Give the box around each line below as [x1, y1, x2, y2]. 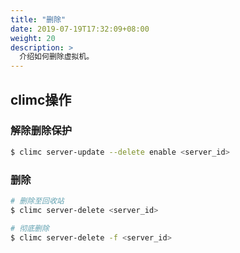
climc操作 [10, 91, 72, 108]
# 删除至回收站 [10, 196, 65, 206]
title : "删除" [10, 14, 67, 25]
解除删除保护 [10, 124, 73, 138]
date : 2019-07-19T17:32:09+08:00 [10, 24, 150, 34]
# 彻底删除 [10, 223, 50, 233]
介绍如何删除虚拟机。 [19, 52, 95, 62]
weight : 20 [10, 33, 56, 43]
